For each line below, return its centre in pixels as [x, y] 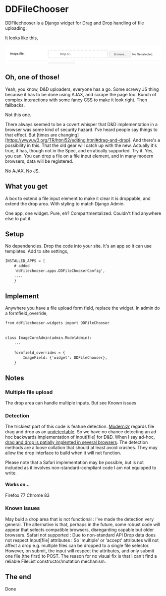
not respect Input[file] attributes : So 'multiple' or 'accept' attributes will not [82, 540]
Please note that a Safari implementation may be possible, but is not [75, 463]
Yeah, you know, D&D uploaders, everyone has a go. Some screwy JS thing [82, 89]
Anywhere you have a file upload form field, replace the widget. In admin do [83, 308]
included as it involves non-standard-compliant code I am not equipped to [81, 468]
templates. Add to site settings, [37, 251]
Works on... [17, 484]
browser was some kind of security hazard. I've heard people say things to [81, 130]
